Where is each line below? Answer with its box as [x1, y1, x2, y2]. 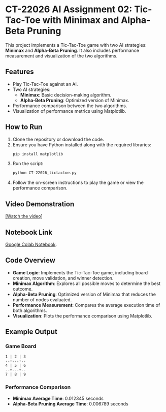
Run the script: [12, 161, 44, 167]
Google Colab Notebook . [5, 241, 57, 247]
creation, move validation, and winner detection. [12, 275, 114, 281]
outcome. [12, 286, 33, 292]
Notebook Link [5, 228, 52, 237]
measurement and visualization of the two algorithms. [5, 52, 118, 59]
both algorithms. [12, 307, 47, 313]
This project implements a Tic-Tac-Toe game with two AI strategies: [5, 42, 147, 48]
